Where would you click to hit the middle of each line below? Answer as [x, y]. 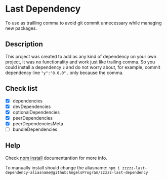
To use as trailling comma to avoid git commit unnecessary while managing [83, 23]
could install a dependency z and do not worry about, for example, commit [83, 67]
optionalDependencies [36, 112]
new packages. [21, 28]
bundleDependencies [35, 129]
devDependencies [32, 106]
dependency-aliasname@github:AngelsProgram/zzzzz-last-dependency [77, 172]
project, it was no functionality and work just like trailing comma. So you [80, 62]
